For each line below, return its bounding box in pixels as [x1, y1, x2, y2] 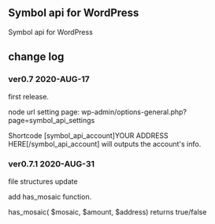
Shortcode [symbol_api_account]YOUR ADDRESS [8, 130, 169, 140]
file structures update [8, 177, 78, 186]
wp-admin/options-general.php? [81, 106, 187, 117]
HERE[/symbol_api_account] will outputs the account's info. [8, 139, 202, 148]
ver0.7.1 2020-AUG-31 [8, 159, 95, 170]
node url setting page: [8, 106, 80, 117]
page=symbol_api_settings [8, 115, 95, 125]
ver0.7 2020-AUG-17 [8, 74, 91, 85]
